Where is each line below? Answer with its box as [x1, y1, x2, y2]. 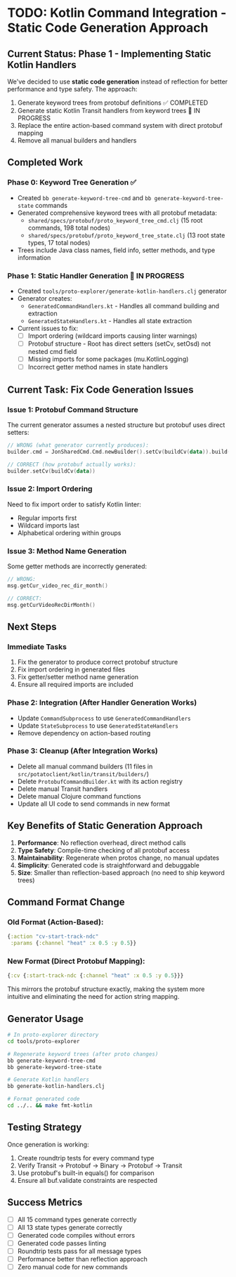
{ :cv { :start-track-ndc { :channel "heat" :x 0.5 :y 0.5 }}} [7, 972, 184, 979]
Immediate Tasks [7, 641, 67, 651]
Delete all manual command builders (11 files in [17, 762, 153, 771]
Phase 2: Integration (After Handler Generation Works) [7, 698, 197, 707]
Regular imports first [17, 513, 77, 522]
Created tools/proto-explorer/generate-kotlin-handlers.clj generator [17, 287, 227, 295]
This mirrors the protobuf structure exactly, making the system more [7, 985, 205, 993]
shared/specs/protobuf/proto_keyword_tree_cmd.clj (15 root [27, 216, 203, 224]
